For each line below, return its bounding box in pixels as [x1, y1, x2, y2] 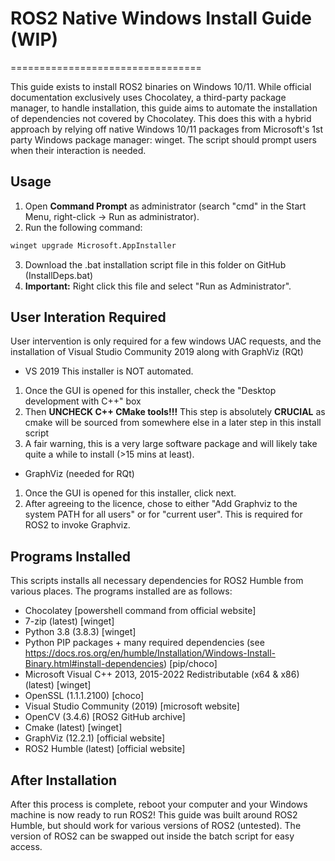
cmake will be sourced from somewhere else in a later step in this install [24, 417, 322, 429]
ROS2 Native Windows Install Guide [10, 7, 313, 30]
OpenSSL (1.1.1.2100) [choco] [24, 690, 145, 702]
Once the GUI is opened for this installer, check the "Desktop [24, 385, 277, 397]
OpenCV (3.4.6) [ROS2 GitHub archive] [24, 711, 186, 723]
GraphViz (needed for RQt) [24, 468, 135, 480]
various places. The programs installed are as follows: [10, 585, 233, 597]
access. [10, 841, 43, 853]
